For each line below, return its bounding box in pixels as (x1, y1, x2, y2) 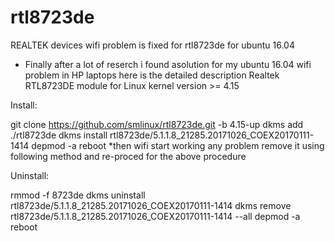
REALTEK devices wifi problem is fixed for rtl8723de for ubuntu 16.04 (10, 39, 295, 51)
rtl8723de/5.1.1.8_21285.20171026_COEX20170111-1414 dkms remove (10, 199, 292, 211)
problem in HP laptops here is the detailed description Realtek (24, 69, 280, 81)
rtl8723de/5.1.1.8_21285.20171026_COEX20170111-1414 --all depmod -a (10, 210, 301, 222)
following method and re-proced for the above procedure (10, 150, 247, 162)
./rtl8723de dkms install (10, 129, 108, 141)
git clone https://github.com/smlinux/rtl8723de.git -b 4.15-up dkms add (10, 118, 304, 130)
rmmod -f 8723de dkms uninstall (10, 189, 146, 201)
